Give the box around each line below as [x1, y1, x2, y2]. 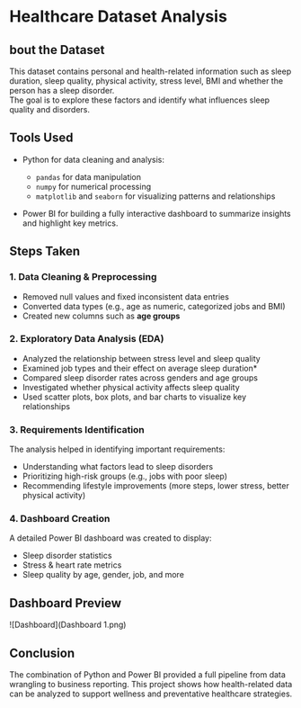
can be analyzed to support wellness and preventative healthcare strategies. [9, 688, 293, 699]
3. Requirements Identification [9, 423, 146, 435]
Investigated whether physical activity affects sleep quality [22, 381, 240, 392]
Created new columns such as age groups [22, 310, 181, 321]
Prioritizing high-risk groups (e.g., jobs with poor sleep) [22, 471, 227, 482]
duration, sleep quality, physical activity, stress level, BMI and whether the [9, 76, 284, 86]
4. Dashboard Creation [9, 513, 111, 525]
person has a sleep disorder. [9, 85, 115, 95]
